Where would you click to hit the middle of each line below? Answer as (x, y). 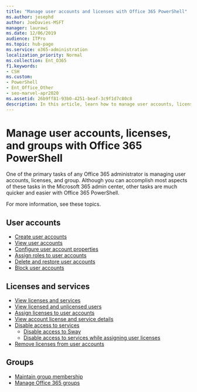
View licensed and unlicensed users (58, 307)
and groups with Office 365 (74, 146)
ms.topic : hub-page (30, 45)
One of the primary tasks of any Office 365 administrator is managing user (96, 174)
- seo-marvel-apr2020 (33, 93)
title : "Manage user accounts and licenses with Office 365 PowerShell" (97, 11)
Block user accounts (39, 268)
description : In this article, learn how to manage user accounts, (90, 104)
